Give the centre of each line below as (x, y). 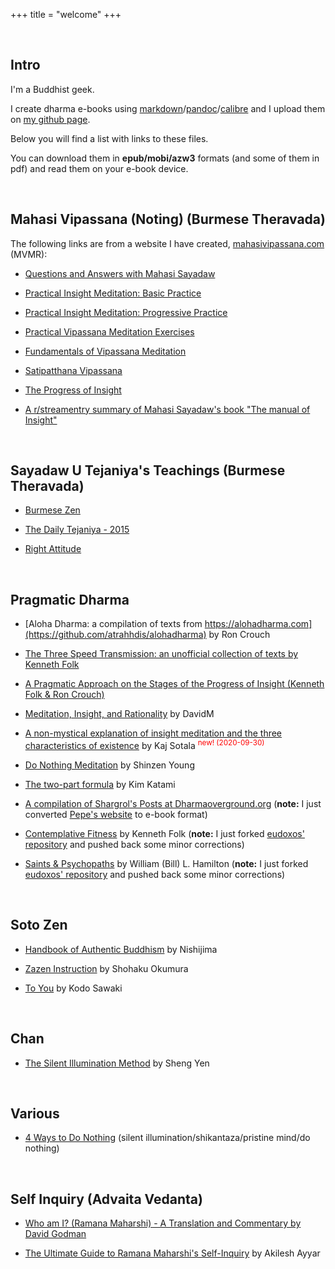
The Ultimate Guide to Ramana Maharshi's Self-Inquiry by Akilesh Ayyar (172, 1253)
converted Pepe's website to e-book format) (116, 814)
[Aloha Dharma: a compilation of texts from (113, 624)
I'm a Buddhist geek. (52, 89)
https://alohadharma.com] (258, 624)
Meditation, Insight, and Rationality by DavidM (119, 714)
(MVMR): (29, 254)
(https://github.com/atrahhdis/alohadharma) (115, 635)
